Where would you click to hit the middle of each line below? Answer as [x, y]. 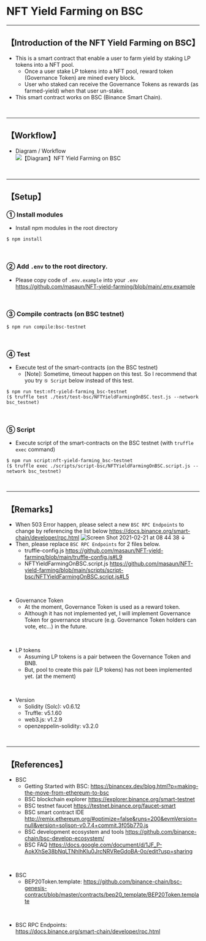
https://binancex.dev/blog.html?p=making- [144, 787]
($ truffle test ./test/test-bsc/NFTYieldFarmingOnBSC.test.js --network [103, 397]
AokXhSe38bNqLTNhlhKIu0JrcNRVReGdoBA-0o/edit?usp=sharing [109, 851]
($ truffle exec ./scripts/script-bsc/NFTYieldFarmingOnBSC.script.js [98, 466]
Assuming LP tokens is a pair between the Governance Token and [108, 657]
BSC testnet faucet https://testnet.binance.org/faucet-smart [100, 806]
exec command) [35, 449]
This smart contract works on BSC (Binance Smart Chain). [89, 97]
